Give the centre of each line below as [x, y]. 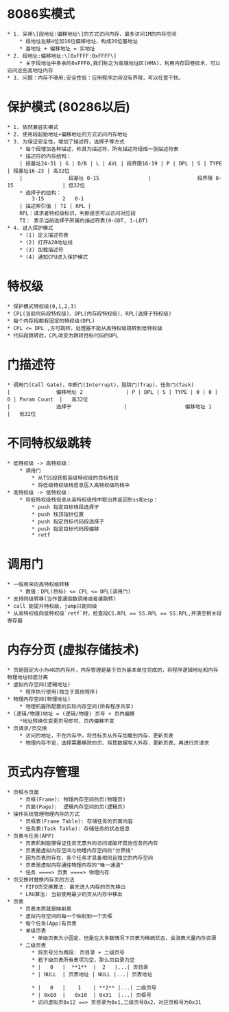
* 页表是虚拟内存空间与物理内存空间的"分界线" [77, 850]
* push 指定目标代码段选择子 [68, 521]
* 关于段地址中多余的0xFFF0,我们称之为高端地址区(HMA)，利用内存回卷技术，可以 [120, 63]
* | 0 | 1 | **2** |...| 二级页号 [94, 988]
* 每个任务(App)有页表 [48, 923]
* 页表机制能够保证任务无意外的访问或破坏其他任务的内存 [89, 843]
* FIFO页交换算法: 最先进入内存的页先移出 [73, 887]
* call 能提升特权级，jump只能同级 [52, 606]
